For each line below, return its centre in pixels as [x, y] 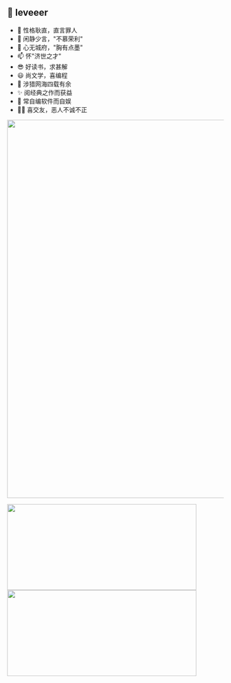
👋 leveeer [27, 13]
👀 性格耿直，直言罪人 [47, 30]
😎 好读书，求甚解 [42, 67]
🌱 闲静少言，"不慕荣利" [50, 39]
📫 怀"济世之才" [39, 56]
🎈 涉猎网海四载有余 [44, 84]
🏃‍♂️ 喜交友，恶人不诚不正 [52, 109]
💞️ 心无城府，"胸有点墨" [50, 47]
